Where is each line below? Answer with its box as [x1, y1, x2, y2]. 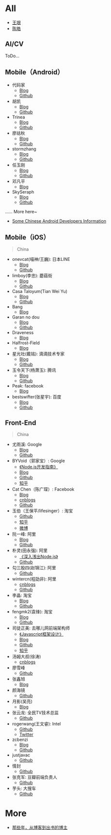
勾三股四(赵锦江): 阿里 [12, 565, 56, 571]
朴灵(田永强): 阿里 [12, 547, 48, 553]
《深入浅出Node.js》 [19, 554, 58, 560]
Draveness [12, 330, 34, 336]
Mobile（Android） [5, 68, 64, 77]
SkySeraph [12, 189, 34, 194]
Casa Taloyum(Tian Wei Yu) [12, 289, 68, 294]
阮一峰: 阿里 [12, 531, 36, 537]
